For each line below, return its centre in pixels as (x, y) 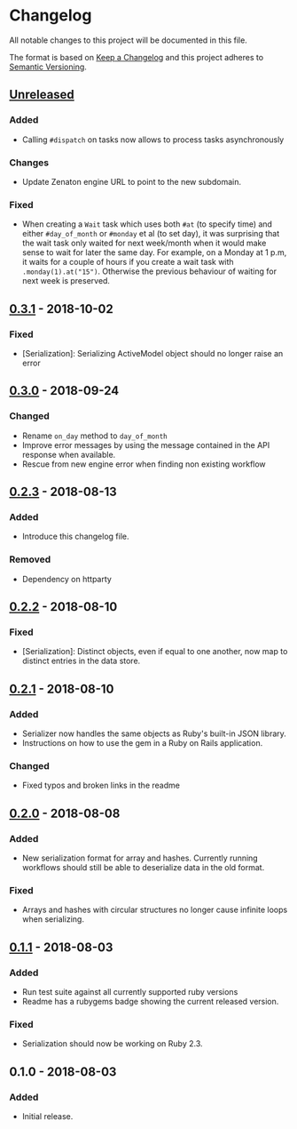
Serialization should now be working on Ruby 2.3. (112, 1044)
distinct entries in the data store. (81, 661)
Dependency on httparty (67, 579)
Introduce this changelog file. (75, 536)
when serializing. (53, 919)
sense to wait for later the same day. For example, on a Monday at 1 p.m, (154, 252)
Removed (30, 559)
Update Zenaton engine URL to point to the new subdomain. (132, 181)
